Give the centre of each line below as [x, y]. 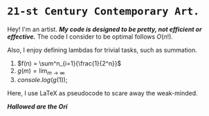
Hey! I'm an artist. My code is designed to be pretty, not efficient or [104, 29]
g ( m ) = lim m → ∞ [41, 71]
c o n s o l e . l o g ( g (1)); [42, 79]
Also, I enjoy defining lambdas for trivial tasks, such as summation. [102, 50]
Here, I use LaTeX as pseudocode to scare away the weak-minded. [102, 93]
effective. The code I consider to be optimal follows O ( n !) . [90, 37]
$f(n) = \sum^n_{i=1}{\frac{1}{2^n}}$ [69, 63]
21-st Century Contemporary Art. [103, 11]
